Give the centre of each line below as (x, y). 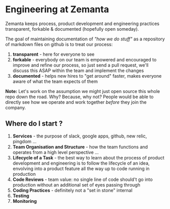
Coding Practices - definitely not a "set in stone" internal (73, 190)
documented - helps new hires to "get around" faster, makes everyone (87, 76)
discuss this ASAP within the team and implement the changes (78, 71)
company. (16, 107)
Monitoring (25, 201)
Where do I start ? (34, 124)
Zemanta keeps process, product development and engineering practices (82, 24)
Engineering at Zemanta (57, 9)
